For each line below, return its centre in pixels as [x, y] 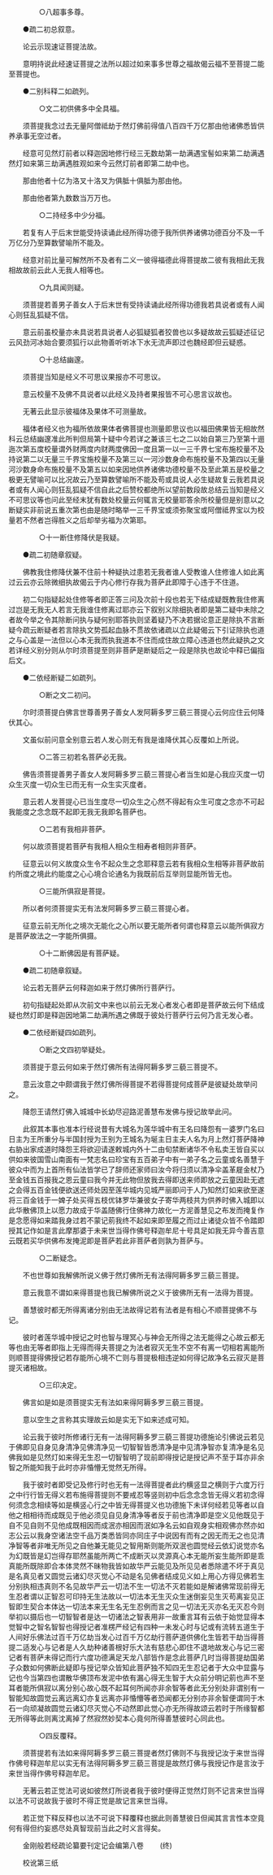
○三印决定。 [60, 1385]
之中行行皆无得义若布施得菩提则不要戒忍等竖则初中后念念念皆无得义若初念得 [136, 1495]
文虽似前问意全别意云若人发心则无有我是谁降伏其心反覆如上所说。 [133, 740]
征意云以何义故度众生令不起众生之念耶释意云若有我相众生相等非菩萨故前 [143, 864]
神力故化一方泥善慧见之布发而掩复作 [204, 1210]
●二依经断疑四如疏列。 [61, 1032]
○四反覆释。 [60, 1736]
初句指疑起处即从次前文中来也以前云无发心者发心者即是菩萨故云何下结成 [143, 1005]
